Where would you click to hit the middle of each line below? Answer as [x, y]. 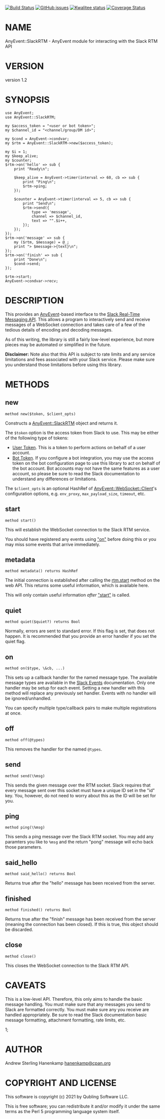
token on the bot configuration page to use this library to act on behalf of [86, 463]
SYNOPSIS [28, 100]
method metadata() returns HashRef [42, 571]
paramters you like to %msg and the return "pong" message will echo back [79, 842]
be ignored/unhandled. [28, 698]
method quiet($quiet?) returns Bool [43, 622]
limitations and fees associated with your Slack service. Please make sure [80, 359]
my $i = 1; [16, 152]
